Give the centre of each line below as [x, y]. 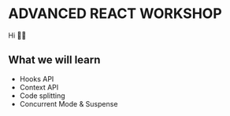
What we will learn [54, 60]
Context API [39, 87]
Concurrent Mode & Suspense [69, 103]
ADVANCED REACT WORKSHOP [115, 14]
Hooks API [37, 78]
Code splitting [42, 96]
